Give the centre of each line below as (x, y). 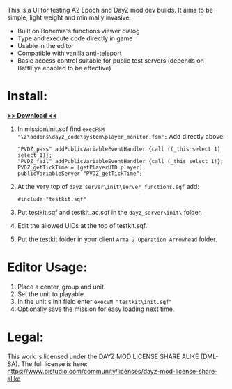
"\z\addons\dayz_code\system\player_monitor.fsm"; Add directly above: (121, 136)
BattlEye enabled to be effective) (64, 68)
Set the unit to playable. (51, 294)
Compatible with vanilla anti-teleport (69, 53)
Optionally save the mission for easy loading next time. (96, 309)
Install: (28, 96)
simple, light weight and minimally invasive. (69, 17)
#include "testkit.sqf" (52, 199)
